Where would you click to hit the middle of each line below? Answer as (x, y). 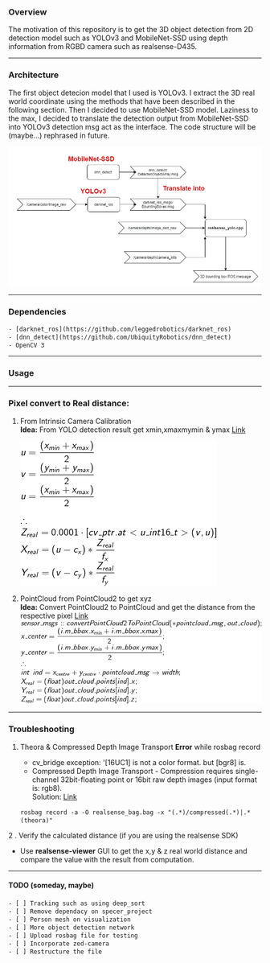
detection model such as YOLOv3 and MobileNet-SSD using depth (118, 38)
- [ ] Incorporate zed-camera (59, 944)
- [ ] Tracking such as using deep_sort (77, 903)
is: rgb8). (47, 788)
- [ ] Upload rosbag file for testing (73, 936)
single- (247, 771)
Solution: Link (55, 796)
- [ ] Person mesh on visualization (70, 920)
